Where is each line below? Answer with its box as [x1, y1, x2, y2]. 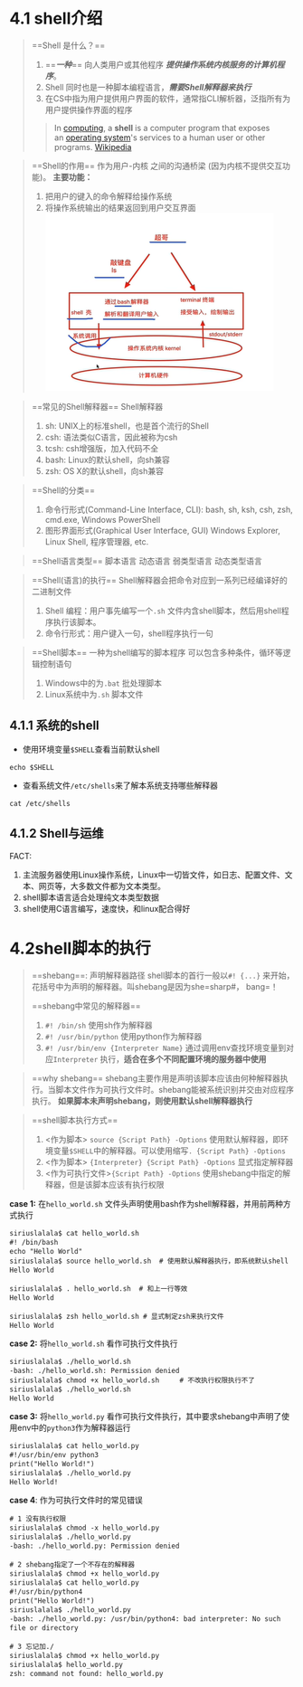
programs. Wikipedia [53, 141, 132, 152]
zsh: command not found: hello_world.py [9, 1669, 165, 1678]
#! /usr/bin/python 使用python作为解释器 [44, 1030, 203, 1041]
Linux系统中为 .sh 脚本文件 [44, 688, 144, 699]
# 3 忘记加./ [9, 1642, 54, 1651]
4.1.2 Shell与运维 [9, 826, 104, 841]
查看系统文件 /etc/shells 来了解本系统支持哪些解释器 [22, 780, 219, 791]
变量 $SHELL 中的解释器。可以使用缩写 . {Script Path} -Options [52, 1145, 287, 1156]
